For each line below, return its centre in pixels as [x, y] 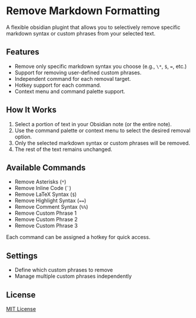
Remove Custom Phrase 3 [46, 226]
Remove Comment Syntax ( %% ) [51, 207]
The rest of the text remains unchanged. [64, 149]
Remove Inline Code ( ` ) [43, 188]
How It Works [31, 110]
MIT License [21, 309]
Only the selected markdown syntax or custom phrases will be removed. [102, 143]
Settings [22, 256]
